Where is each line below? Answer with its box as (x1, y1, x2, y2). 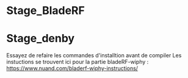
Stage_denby (6, 32, 75, 46)
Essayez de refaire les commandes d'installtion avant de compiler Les (6, 52, 182, 59)
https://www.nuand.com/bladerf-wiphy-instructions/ (6, 65, 139, 72)
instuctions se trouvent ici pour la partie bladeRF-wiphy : (6, 58, 149, 66)
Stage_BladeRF (6, 4, 85, 18)
